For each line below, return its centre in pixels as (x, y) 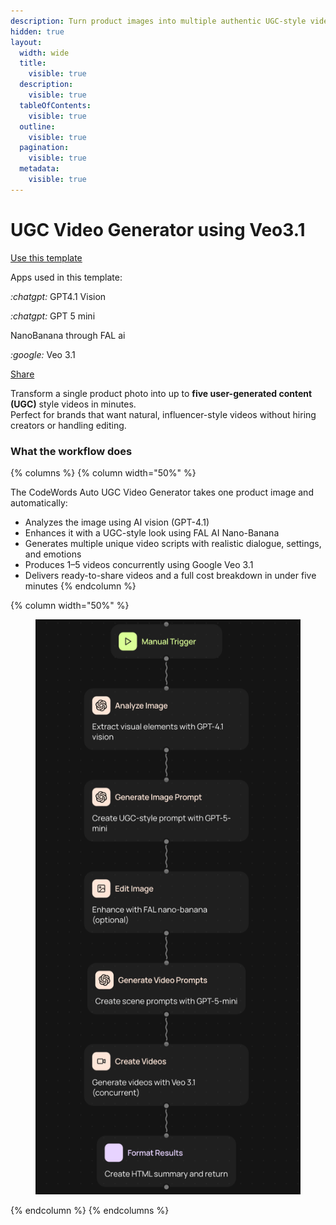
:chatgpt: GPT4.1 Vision (58, 296)
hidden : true (37, 31)
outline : (37, 126)
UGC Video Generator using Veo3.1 (158, 229)
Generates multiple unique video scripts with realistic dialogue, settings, (173, 543)
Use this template (46, 257)
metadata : (39, 169)
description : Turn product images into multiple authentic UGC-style (158, 21)
